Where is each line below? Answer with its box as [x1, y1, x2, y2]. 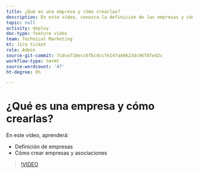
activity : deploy [6, 25, 49, 31]
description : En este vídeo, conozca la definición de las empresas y [6, 14, 184, 20]
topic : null [6, 19, 36, 25]
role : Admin [6, 47, 36, 53]
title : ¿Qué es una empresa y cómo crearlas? [6, 8, 120, 15]
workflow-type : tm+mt [6, 58, 60, 64]
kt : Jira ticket [6, 42, 46, 48]
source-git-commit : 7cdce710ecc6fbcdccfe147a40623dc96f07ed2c [6, 53, 163, 58]
